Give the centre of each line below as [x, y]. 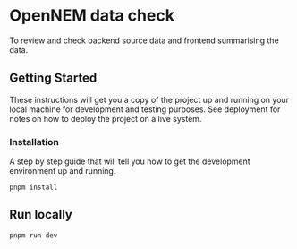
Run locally [41, 215]
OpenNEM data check [92, 16]
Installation [34, 142]
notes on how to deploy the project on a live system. [106, 118]
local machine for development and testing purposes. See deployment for [145, 109]
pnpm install [34, 188]
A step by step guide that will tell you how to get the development [130, 161]
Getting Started [53, 78]
